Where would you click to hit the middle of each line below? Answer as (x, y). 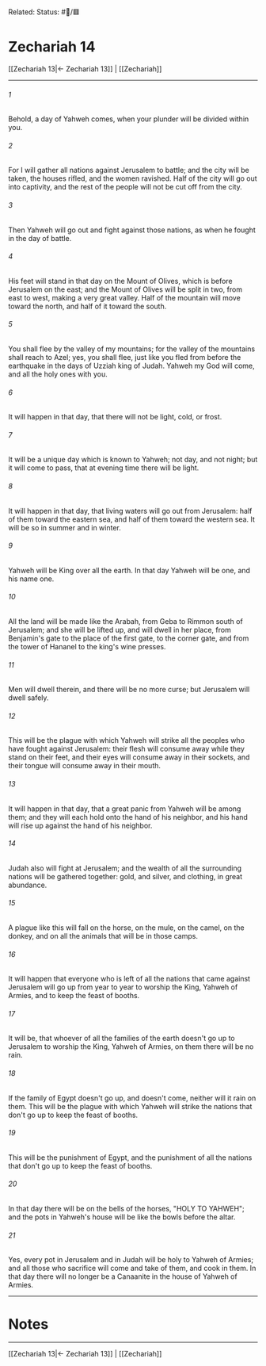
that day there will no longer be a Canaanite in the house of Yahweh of (123, 1276)
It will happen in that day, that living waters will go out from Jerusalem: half (130, 511)
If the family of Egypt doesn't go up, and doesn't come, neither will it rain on (132, 1098)
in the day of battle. (40, 238)
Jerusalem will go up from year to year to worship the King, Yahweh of (123, 987)
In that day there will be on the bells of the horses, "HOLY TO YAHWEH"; (127, 1209)
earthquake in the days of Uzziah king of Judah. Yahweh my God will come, (131, 365)
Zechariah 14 (52, 47)
